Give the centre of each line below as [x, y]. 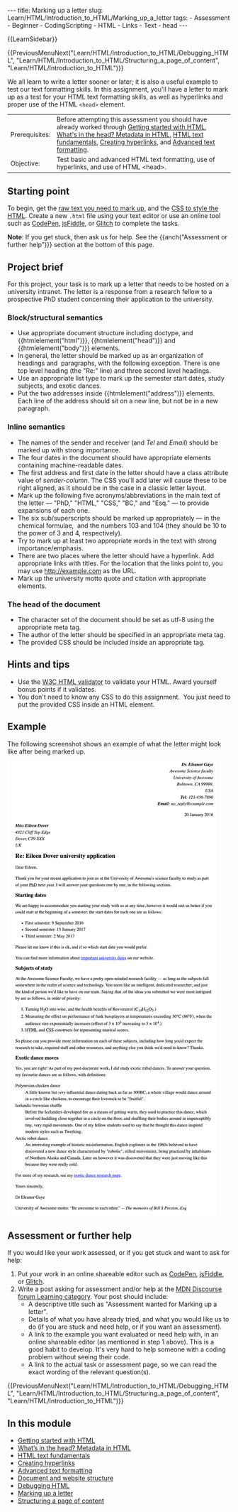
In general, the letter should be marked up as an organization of [110, 356]
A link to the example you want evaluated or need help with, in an [123, 1334]
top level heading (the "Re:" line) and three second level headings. [114, 371]
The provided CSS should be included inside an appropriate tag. [111, 643]
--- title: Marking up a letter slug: [55, 10]
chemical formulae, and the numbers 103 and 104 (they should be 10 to [122, 526]
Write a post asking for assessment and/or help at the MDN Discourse [120, 1289]
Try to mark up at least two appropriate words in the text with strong [117, 540]
